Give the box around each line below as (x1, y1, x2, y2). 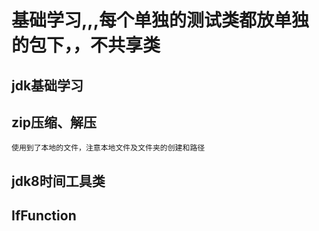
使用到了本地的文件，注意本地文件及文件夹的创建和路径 (11, 143, 206, 153)
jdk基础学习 (11, 77, 84, 94)
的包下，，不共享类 (11, 34, 161, 57)
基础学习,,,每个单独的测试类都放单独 (11, 9, 310, 32)
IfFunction (11, 207, 77, 225)
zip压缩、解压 (11, 114, 97, 131)
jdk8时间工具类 (11, 172, 106, 190)
